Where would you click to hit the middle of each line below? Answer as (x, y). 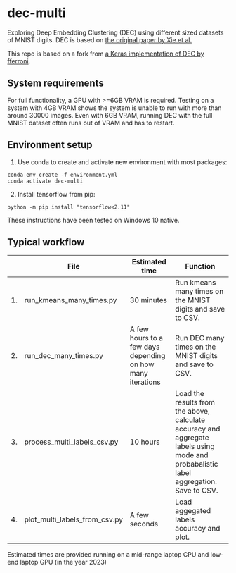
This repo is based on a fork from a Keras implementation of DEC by (106, 54)
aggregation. (196, 482)
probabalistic (197, 464)
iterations (145, 382)
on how (142, 364)
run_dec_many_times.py (64, 356)
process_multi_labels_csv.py (71, 442)
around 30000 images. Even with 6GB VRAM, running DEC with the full (110, 115)
